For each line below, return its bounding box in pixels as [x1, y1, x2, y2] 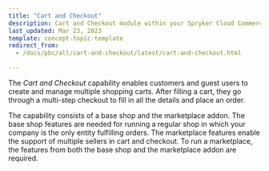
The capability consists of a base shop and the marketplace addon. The [8, 111, 246, 120]
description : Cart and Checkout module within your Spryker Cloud [8, 19, 235, 27]
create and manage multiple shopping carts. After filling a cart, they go [8, 87, 242, 96]
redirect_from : [8, 42, 59, 50]
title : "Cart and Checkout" [8, 11, 102, 20]
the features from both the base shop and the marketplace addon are [8, 145, 237, 154]
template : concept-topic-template [8, 34, 124, 43]
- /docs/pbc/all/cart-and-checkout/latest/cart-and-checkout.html [15, 49, 242, 57]
